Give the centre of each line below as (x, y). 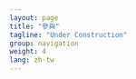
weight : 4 (28, 52)
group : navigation (44, 43)
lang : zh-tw (32, 60)
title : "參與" (35, 26)
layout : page (34, 18)
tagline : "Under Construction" (68, 35)
